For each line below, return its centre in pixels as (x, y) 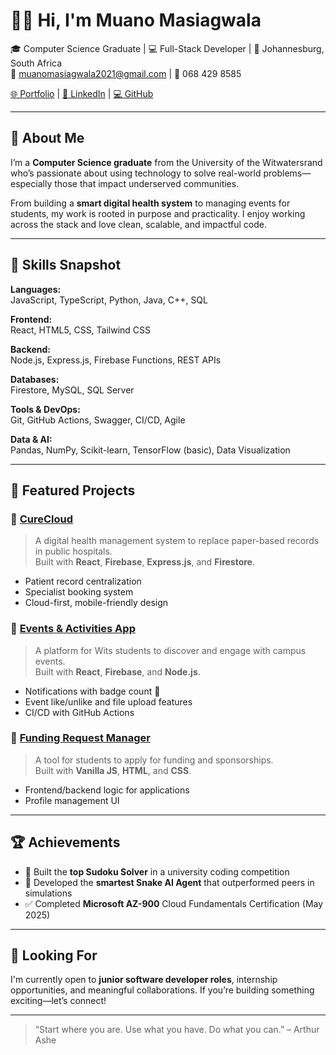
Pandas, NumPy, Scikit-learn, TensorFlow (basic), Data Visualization (150, 450)
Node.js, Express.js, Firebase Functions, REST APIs (116, 360)
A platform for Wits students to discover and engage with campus (170, 650)
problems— (287, 173)
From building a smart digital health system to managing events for (150, 203)
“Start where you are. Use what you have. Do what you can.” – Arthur (177, 1030)
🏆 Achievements (65, 842)
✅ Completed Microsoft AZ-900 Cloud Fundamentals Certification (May (174, 903)
